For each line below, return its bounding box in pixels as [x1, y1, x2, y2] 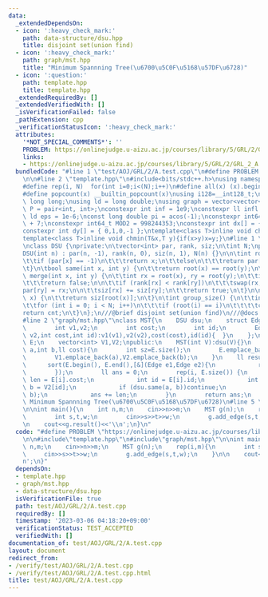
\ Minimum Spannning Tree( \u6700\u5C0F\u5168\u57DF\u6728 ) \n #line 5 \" [22, 398, 266, 406]
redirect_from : [8, 554, 59, 562]
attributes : [15, 130, 56, 138]
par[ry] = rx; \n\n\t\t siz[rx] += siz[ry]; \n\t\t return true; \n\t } [22, 287, 248, 295]
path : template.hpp [22, 78, 88, 86]
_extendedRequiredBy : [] [15, 94, 98, 101]
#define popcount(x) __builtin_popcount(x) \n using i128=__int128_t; [22, 189, 255, 198]
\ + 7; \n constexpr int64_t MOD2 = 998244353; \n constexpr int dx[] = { [22, 220, 262, 228]
